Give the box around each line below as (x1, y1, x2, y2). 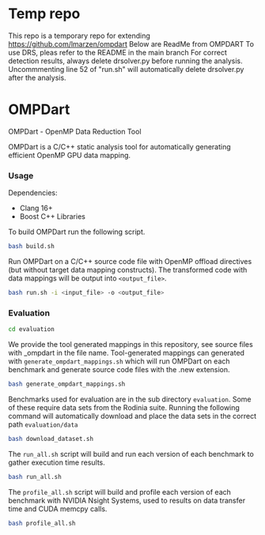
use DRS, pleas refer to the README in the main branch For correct (8, 47, 227, 57)
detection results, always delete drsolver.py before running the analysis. (8, 56, 243, 66)
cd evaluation (8, 326, 55, 333)
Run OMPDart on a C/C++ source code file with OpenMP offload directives (8, 257, 252, 266)
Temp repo (8, 5, 81, 23)
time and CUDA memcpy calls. (8, 503, 108, 514)
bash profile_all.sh (8, 519, 77, 527)
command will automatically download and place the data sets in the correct (8, 411, 257, 420)
